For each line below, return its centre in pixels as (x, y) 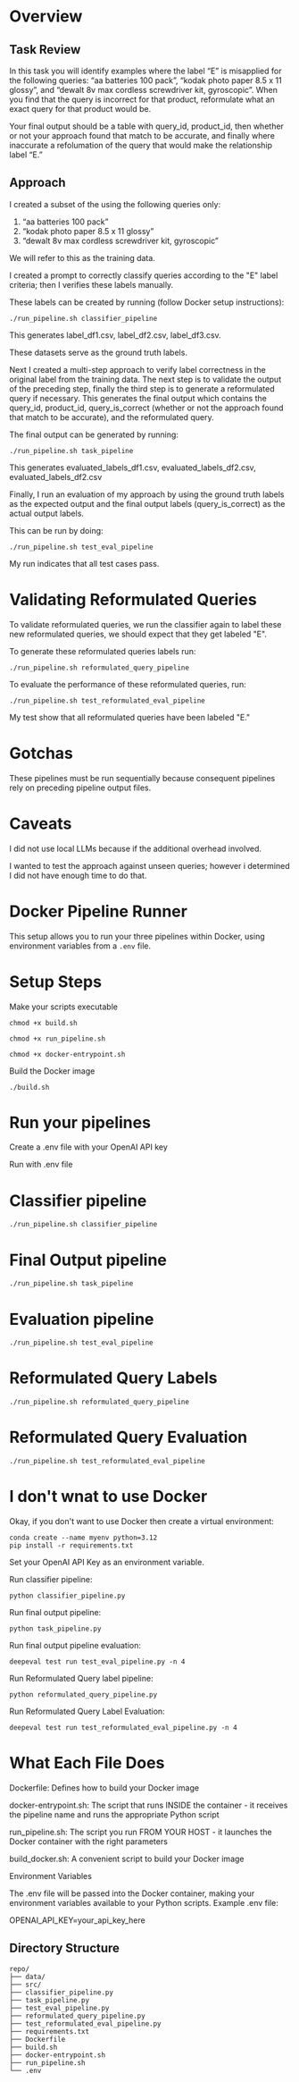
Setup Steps (56, 982)
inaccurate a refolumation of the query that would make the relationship (141, 145)
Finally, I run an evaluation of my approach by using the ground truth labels (147, 494)
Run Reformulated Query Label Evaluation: (87, 1711)
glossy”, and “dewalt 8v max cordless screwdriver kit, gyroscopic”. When (144, 90)
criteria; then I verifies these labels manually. (91, 284)
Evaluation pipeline (82, 1319)
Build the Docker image (52, 1071)
